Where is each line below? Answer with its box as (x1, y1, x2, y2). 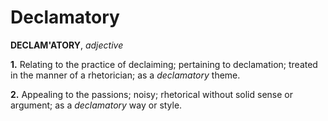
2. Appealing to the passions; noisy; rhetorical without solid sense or (10, 88, 293, 100)
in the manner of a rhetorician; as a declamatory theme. (10, 69, 241, 81)
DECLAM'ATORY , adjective (10, 39, 124, 51)
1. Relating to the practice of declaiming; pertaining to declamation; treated (10, 58, 318, 70)
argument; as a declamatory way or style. (10, 99, 183, 111)
